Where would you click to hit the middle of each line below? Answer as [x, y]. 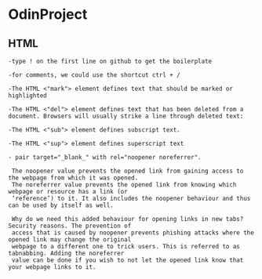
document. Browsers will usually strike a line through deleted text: [126, 116]
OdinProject [48, 14]
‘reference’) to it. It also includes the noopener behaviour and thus [131, 198]
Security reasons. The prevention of [70, 226]
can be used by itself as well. [61, 205]
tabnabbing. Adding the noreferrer [66, 253]
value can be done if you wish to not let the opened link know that [127, 260]
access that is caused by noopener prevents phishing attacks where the [133, 233]
